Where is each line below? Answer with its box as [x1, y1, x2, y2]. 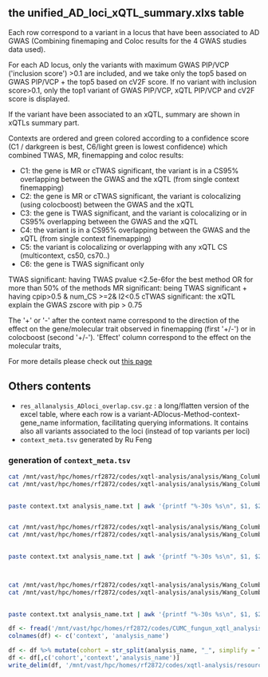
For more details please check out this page [8, 356, 153, 366]
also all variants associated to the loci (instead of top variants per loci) [19, 426, 250, 436]
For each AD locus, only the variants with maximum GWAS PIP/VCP [8, 60, 230, 69]
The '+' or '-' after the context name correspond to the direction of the [8, 315, 239, 325]
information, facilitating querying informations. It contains [60, 418, 249, 427]
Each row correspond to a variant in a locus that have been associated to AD [8, 27, 260, 37]
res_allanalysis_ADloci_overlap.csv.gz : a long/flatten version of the [19, 401, 250, 410]
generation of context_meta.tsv [8, 454, 131, 465]
